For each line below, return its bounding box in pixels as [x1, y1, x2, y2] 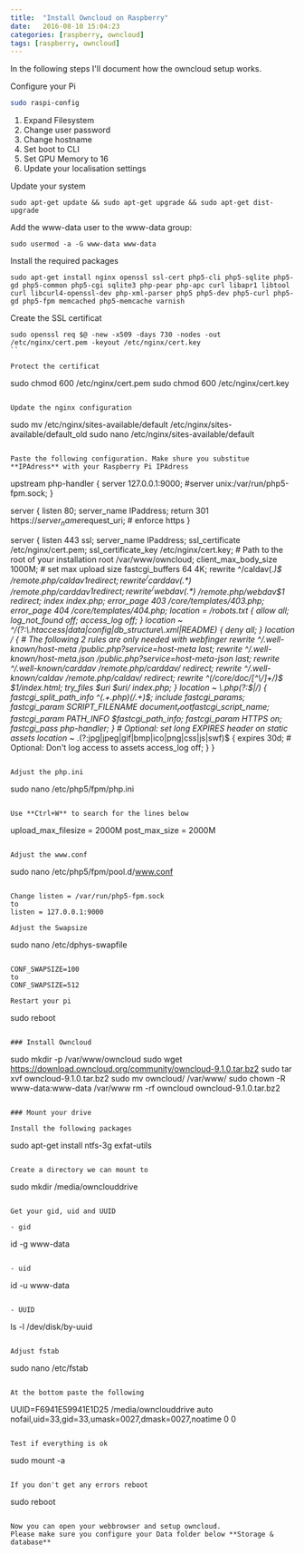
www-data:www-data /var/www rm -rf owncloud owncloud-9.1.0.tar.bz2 [10, 1083, 281, 1093]
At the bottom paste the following [10, 1388, 145, 1397]
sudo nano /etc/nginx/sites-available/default [89, 429, 255, 440]
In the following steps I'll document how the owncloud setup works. [10, 63, 262, 74]
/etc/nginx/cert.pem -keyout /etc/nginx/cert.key [10, 338, 202, 347]
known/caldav [10, 673, 64, 684]
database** [10, 1538, 52, 1547]
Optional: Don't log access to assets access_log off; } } [10, 743, 215, 753]
